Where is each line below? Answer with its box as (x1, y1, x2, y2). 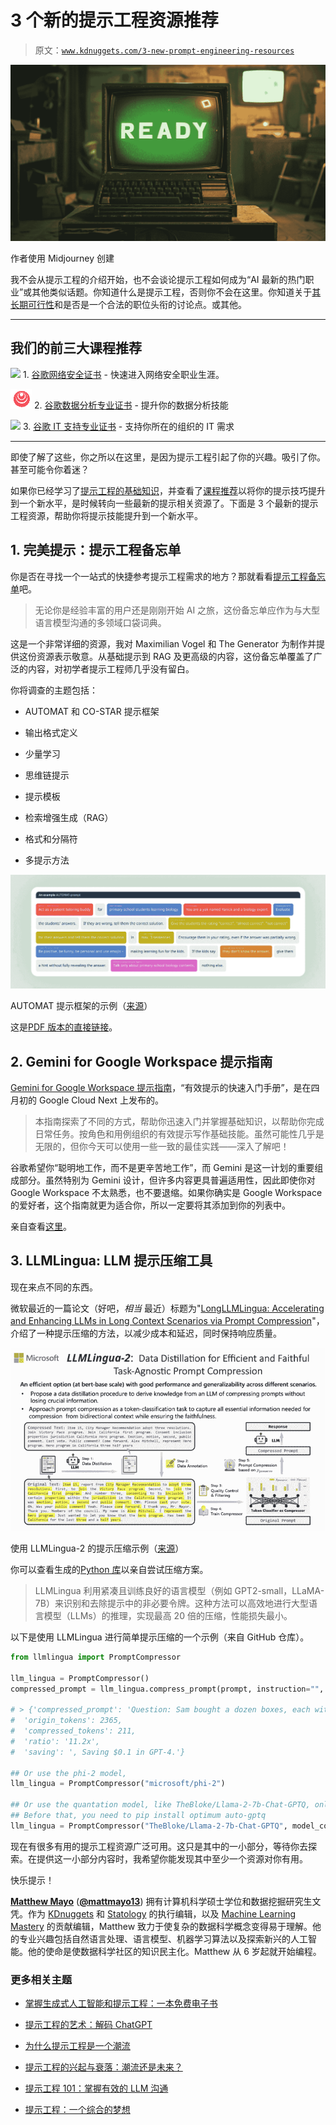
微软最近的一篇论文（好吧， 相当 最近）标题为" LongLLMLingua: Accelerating (10, 1302, 325, 1314)
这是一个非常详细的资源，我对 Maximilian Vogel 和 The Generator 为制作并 (10, 637, 317, 650)
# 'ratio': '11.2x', (10, 1736, 101, 1746)
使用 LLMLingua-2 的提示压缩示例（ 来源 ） (10, 1542, 185, 1554)
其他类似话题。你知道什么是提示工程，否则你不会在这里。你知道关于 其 (31, 286, 322, 298)
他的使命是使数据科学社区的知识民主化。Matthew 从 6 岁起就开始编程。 (27, 1945, 322, 1957)
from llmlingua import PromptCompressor (10, 1652, 182, 1662)
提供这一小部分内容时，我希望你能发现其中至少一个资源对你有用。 (36, 1852, 308, 1865)
